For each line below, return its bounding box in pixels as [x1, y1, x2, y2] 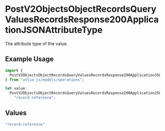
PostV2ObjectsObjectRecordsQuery [5, 3, 157, 15]
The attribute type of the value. [5, 40, 68, 46]
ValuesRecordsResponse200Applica [5, 14, 159, 25]
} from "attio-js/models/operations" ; [5, 77, 84, 82]
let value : [5, 86, 27, 91]
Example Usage [5, 55, 54, 64]
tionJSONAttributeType [5, 25, 103, 35]
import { [5, 68, 23, 73]
